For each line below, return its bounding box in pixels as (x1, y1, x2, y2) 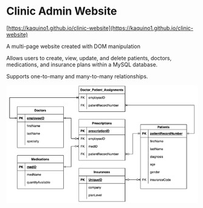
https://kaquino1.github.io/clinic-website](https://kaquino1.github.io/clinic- (8, 24, 193, 32)
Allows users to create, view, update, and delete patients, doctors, (6, 54, 172, 61)
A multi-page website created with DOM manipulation (6, 43, 141, 50)
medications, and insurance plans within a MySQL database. (6, 61, 158, 68)
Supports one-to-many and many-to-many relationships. (6, 72, 148, 80)
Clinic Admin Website (6, 4, 117, 18)
